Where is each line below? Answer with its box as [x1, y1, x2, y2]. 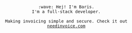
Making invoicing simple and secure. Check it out [5, 19, 128, 24]
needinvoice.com [47, 23, 86, 29]
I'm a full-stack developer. [31, 9, 101, 14]
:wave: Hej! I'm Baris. [38, 4, 95, 10]
